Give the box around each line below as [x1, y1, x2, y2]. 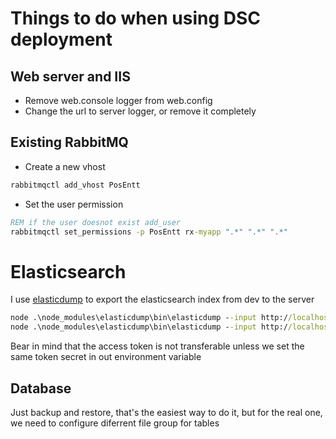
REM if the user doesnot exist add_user [10, 217, 182, 227]
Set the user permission [24, 198, 124, 210]
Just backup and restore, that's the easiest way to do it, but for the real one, [10, 406, 323, 418]
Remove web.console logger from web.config [24, 95, 213, 106]
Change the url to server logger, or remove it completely [24, 105, 257, 117]
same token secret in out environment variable [10, 351, 202, 363]
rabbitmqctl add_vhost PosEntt [10, 180, 141, 190]
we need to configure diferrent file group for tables [10, 417, 220, 429]
